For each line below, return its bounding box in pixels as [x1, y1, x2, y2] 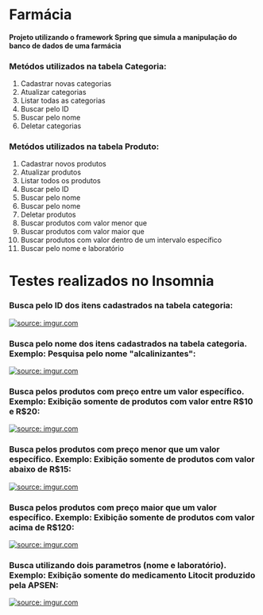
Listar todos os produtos [20, 176, 102, 186]
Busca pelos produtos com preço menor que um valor [9, 444, 221, 455]
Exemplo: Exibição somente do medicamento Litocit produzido [9, 570, 256, 581]
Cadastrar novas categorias [20, 79, 112, 88]
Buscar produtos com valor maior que [20, 227, 145, 237]
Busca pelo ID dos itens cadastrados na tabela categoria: [9, 300, 234, 311]
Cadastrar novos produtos [20, 159, 106, 169]
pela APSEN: [9, 579, 59, 590]
